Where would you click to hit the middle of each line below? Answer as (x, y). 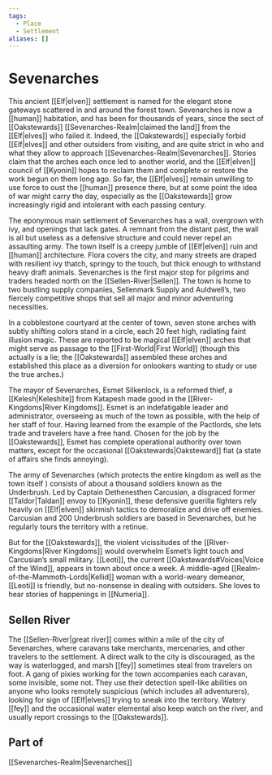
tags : (17, 16)
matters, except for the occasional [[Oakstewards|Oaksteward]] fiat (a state (135, 451)
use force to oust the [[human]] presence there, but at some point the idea (133, 188)
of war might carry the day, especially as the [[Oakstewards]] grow (121, 197)
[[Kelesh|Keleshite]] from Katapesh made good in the (97, 399)
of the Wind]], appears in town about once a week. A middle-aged (119, 569)
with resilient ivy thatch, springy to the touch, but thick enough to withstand (135, 264)
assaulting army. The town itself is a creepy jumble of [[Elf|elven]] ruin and (133, 247)
